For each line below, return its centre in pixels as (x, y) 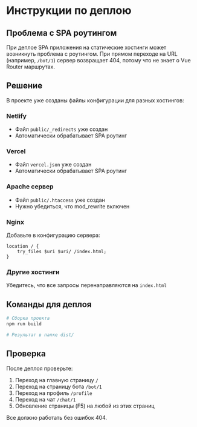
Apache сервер (30, 187)
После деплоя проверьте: (40, 368)
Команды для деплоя (49, 304)
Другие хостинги (33, 272)
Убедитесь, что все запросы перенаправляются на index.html (87, 285)
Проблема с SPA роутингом (62, 33)
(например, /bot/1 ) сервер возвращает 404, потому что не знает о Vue (99, 60)
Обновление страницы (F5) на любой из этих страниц (85, 406)
